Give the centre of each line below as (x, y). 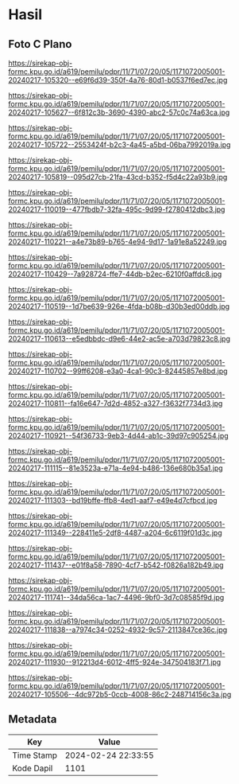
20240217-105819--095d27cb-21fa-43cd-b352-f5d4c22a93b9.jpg (118, 177)
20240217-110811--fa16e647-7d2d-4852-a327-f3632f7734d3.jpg (116, 403)
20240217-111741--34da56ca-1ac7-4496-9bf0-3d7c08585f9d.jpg (116, 597)
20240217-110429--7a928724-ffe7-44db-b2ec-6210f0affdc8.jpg (115, 274)
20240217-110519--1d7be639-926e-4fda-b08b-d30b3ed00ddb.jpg (119, 306)
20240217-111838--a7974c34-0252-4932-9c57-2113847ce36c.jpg (118, 630)
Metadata (33, 719)
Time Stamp (35, 755)
